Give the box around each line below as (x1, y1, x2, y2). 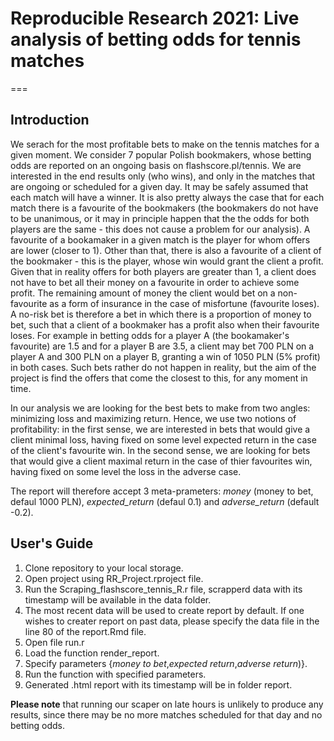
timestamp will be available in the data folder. (24, 593, 212, 606)
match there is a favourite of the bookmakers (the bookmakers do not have (10, 202, 319, 214)
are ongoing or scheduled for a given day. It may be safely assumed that (10, 180, 309, 192)
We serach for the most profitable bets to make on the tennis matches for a (10, 138, 320, 150)
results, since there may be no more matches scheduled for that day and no (10, 708, 323, 721)
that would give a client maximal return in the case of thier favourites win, (10, 455, 313, 467)
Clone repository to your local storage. (24, 562, 184, 574)
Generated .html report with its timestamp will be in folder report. (24, 678, 293, 691)
